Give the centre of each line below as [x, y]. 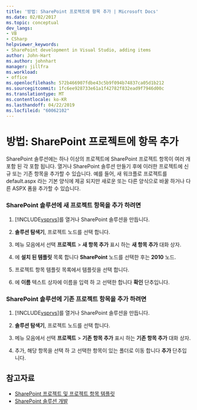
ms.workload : [22, 72]
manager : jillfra [27, 66]
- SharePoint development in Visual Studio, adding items [79, 50]
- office [17, 77]
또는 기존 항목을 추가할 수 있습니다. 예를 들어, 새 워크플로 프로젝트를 [90, 174]
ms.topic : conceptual [33, 22]
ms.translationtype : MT [35, 94]
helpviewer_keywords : [33, 45]
